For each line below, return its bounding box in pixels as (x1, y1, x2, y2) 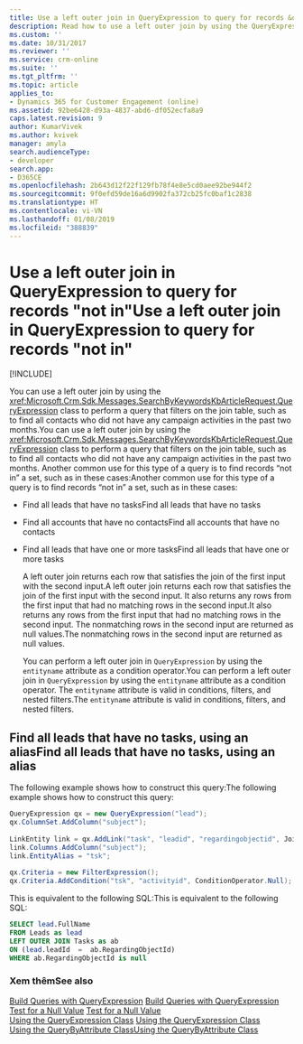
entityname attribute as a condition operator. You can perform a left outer (22, 666, 291, 676)
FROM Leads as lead (9, 928, 83, 937)
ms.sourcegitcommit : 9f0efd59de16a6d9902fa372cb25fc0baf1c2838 (9, 190, 252, 199)
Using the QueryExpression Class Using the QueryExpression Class (9, 1014, 261, 1025)
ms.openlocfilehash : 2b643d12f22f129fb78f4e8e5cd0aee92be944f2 (9, 182, 252, 191)
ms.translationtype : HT (9, 198, 99, 208)
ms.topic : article (9, 80, 78, 89)
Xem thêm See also (9, 974, 94, 987)
